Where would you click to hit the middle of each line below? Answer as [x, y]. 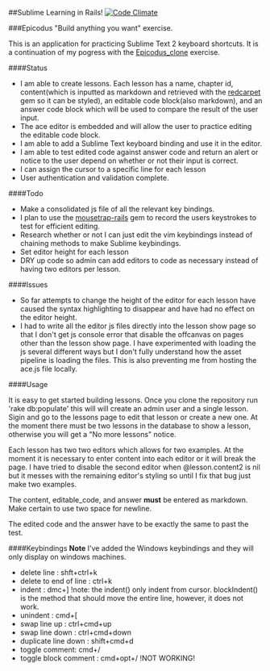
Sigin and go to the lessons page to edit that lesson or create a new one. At [133, 417]
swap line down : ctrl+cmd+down [75, 632]
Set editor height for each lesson [74, 252]
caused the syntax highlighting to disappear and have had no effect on [137, 309]
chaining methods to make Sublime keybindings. [100, 243]
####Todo [26, 193]
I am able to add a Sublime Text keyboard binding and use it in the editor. [141, 144]
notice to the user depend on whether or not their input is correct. [129, 160]
